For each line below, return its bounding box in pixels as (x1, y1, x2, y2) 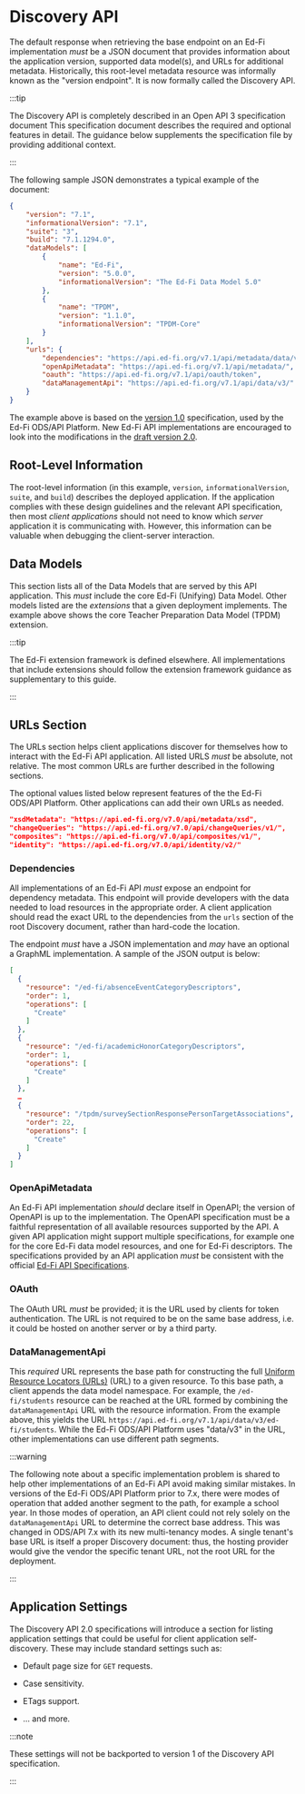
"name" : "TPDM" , (57, 302, 120, 312)
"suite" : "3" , (25, 227, 79, 236)
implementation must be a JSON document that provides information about (9, 45, 290, 56)
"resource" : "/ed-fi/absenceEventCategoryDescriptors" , (25, 982, 242, 991)
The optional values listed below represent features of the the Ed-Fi (9, 788, 262, 799)
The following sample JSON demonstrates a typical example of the (9, 174, 260, 185)
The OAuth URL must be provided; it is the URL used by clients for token (9, 1303, 280, 1314)
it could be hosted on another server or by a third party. (9, 1323, 218, 1334)
